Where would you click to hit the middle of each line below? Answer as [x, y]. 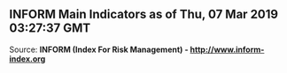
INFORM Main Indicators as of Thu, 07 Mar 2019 [144, 15]
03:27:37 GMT [50, 29]
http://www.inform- [227, 49]
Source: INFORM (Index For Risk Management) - [99, 49]
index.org [27, 58]
